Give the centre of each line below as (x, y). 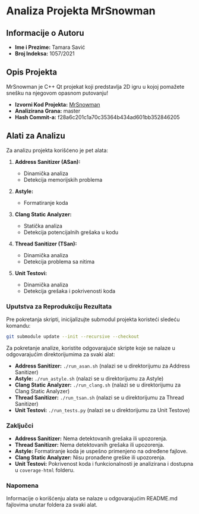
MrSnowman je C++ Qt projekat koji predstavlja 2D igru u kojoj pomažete (95, 86)
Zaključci (20, 425)
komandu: (18, 325)
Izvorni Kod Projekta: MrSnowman (57, 104)
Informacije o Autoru (45, 33)
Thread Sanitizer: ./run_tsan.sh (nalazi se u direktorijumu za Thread (99, 397)
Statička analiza (43, 226)
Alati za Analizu (36, 136)
